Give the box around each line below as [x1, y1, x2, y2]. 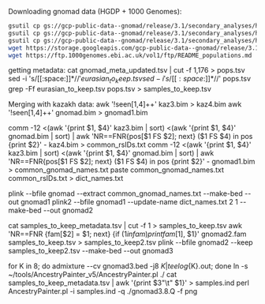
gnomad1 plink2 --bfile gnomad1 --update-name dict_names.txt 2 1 [21, 197, 238, 207]
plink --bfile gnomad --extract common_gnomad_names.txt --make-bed [8, 189, 243, 198]
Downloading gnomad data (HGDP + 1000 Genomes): [8, 7, 182, 16]
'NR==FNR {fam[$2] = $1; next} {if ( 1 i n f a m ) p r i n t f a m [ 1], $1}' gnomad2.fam [8, 229, 247, 239]
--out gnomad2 [43, 205, 93, 216]
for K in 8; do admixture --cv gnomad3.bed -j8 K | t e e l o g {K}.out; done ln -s [8, 261, 248, 271]
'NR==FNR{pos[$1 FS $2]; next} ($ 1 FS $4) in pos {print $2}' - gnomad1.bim [8, 157, 256, 167]
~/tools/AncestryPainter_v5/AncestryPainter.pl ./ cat [8, 270, 177, 280]
